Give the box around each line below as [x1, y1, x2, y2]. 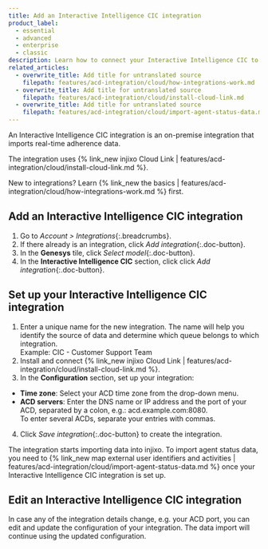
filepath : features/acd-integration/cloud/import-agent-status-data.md [22, 109, 266, 117]
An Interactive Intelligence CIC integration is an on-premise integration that [8, 130, 254, 140]
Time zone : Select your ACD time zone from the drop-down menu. [19, 388, 239, 398]
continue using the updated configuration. [8, 531, 147, 541]
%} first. [156, 187, 184, 196]
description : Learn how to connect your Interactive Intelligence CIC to [8, 57, 259, 65]
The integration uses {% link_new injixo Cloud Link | [8, 154, 179, 164]
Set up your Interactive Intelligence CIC [8, 288, 207, 302]
